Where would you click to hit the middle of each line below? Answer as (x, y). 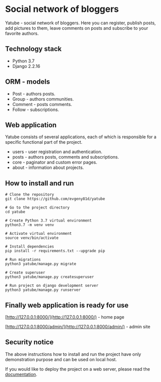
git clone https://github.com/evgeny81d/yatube (55, 199)
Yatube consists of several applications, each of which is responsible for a (81, 137)
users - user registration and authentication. (57, 152)
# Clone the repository (30, 195)
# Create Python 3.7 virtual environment (49, 221)
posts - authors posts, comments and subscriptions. (66, 157)
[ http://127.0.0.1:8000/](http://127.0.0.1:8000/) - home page (65, 317)
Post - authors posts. (34, 94)
